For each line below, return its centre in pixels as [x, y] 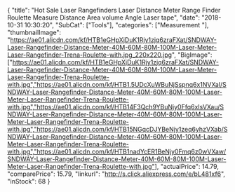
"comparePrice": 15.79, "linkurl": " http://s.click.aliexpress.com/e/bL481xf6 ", [116, 174]
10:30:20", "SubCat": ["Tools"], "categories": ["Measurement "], [116, 25]
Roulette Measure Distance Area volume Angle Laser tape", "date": [103, 18]
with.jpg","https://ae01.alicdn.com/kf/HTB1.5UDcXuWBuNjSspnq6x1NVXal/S [117, 84]
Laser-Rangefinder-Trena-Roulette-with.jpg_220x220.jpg [90, 55]
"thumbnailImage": [34, 32]
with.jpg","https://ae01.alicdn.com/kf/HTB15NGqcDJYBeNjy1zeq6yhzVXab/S [117, 129]
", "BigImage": [192, 55]
